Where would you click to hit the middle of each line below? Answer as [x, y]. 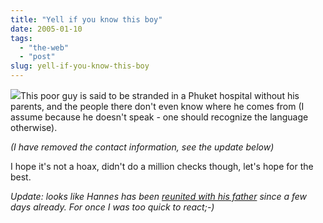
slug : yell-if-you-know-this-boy [80, 66]
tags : [21, 38]
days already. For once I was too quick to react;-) [112, 207]
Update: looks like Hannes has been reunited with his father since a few [159, 196]
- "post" [37, 57]
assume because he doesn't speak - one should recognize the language [159, 117]
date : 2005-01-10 [46, 29]
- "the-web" [44, 47]
